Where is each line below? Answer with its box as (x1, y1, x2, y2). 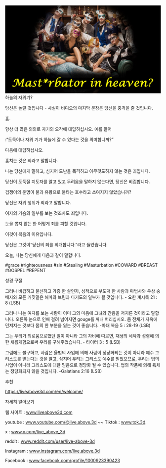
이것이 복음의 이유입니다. (5, 231, 53, 237)
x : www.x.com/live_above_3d (5, 428, 66, 434)
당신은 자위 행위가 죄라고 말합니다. (5, 199, 71, 205)
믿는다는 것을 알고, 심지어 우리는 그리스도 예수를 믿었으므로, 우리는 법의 (22, 356, 160, 362)
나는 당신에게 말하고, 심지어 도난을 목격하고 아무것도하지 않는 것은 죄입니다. (5, 168, 150, 174)
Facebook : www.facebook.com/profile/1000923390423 (5, 457, 120, 463)
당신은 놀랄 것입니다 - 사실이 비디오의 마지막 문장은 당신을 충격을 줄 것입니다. (5, 105, 153, 111)
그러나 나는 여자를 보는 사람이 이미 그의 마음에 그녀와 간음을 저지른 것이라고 (5, 310, 150, 316)
